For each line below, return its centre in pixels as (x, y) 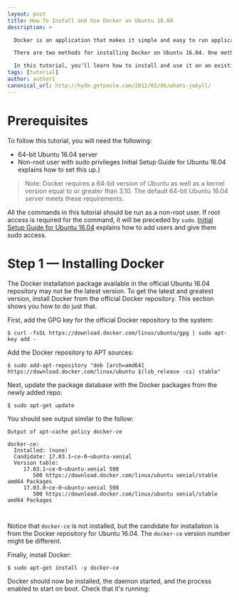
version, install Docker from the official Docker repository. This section (111, 298)
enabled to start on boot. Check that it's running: (79, 589)
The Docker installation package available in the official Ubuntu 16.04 (108, 283)
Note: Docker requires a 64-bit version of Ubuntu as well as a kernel (125, 183)
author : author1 (31, 79)
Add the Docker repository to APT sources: (70, 352)
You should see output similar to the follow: (70, 419)
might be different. (34, 541)
